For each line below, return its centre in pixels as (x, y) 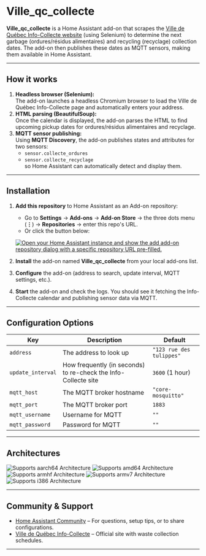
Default (174, 340)
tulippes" (166, 356)
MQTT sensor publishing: (48, 133)
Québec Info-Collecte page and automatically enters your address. (100, 107)
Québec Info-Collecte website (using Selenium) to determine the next (94, 34)
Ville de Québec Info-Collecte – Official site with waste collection (97, 534)
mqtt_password (30, 425)
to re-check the (85, 373)
